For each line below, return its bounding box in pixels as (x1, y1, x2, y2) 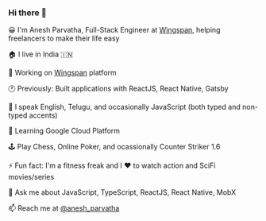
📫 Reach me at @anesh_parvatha (8, 204, 120, 213)
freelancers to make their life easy (8, 33, 120, 43)
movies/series (8, 173, 55, 182)
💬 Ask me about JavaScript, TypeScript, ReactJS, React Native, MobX (8, 188, 237, 197)
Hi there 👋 (8, 7, 48, 18)
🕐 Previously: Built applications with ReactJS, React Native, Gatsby (8, 83, 229, 94)
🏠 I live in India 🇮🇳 (8, 49, 74, 59)
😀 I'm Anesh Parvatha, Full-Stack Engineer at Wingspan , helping (8, 25, 221, 35)
